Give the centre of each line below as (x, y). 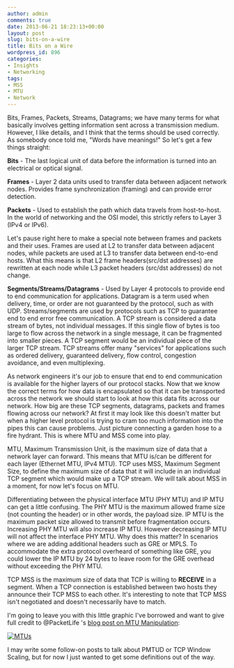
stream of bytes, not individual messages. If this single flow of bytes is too (114, 326)
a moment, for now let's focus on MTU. (63, 486)
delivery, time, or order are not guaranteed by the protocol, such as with (110, 303)
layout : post (26, 33)
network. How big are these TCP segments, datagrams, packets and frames (116, 406)
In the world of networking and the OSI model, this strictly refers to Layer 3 (115, 217)
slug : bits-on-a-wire (39, 40)
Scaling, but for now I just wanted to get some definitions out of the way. (111, 657)
